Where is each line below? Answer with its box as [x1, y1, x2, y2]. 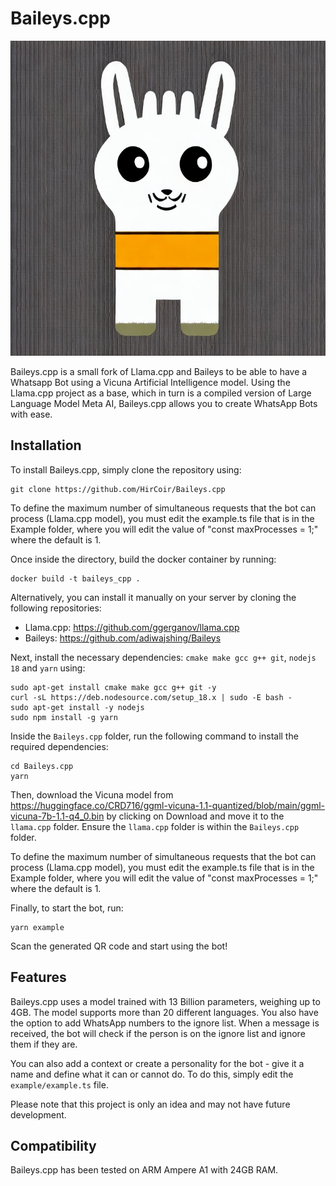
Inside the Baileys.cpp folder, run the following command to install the [10, 730, 299, 742]
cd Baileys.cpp [10, 761, 74, 771]
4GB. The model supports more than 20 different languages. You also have [10, 1006, 319, 1018]
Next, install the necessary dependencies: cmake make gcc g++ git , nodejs [10, 651, 317, 663]
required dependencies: [10, 740, 109, 752]
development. [10, 1108, 67, 1121]
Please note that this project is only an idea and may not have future [10, 1098, 291, 1110]
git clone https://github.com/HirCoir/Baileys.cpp [10, 484, 226, 494]
